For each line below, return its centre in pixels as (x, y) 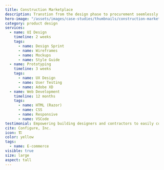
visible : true (20, 151)
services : (15, 28)
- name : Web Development (35, 92)
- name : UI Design (28, 32)
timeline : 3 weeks (32, 69)
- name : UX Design (37, 78)
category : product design (31, 23)
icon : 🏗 (14, 133)
